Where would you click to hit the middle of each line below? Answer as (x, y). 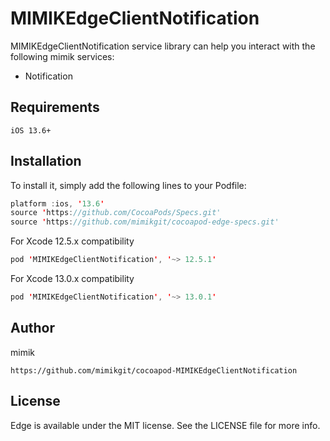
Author (32, 328)
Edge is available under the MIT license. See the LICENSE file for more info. (165, 425)
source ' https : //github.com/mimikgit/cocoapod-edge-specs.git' (145, 222)
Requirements (55, 107)
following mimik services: (62, 56)
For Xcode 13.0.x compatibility (72, 279)
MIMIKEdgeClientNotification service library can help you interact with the (163, 46)
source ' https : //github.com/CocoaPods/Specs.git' (116, 213)
